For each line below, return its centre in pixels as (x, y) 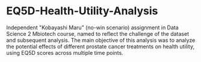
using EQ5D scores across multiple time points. (65, 52)
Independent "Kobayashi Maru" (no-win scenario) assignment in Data (92, 27)
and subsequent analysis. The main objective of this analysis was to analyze (101, 40)
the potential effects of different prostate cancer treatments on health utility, (100, 46)
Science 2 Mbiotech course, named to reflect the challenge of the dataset (98, 33)
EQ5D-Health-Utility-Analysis (82, 11)
